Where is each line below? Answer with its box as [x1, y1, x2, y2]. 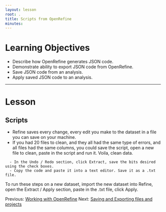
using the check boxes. [5, 164, 54, 169]
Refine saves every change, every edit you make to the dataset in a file [12, 129, 157, 135]
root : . [5, 12, 21, 17]
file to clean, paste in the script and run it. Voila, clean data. [12, 150, 133, 156]
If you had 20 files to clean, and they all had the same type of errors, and [12, 139, 161, 146]
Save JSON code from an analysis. [12, 69, 83, 75]
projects [5, 201, 22, 208]
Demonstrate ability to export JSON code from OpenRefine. [12, 64, 133, 70]
